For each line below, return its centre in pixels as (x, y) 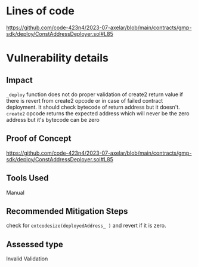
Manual (16, 192)
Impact (19, 80)
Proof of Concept (39, 139)
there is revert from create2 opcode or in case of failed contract (85, 100)
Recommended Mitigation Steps (67, 211)
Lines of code (40, 11)
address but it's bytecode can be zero (53, 119)
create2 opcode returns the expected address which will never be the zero (98, 113)
